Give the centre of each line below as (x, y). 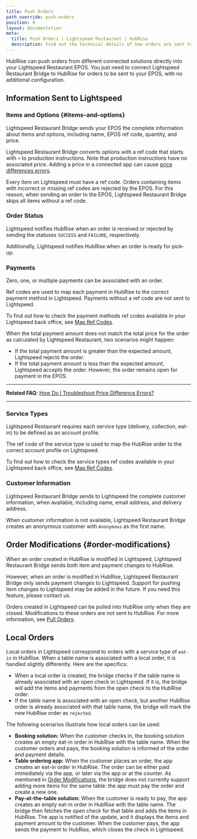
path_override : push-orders (40, 17)
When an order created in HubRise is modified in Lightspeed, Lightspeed (94, 559)
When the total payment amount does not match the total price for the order (98, 333)
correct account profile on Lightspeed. (53, 450)
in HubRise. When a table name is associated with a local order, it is (94, 658)
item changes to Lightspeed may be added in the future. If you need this (93, 589)
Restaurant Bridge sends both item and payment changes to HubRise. (90, 565)
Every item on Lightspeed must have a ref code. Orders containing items (94, 182)
